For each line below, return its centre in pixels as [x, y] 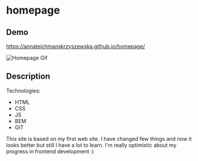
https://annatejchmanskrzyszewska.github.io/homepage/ [76, 46]
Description [28, 77]
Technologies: [23, 91]
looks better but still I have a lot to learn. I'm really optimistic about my [91, 145]
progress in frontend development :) [50, 151]
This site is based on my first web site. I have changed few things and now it [99, 139]
